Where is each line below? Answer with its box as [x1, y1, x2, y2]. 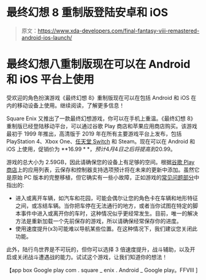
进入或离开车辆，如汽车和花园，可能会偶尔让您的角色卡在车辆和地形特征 [15, 194, 198, 202]
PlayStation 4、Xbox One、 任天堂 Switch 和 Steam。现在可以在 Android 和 [6, 137, 195, 145]
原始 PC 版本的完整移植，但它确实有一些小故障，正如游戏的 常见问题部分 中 [11, 173, 200, 181]
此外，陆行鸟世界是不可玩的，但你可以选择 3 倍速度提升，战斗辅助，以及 [6, 246, 190, 253]
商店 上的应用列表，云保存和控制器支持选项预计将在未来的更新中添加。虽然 [6, 166, 194, 173]
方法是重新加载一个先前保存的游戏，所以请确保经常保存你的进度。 [15, 217, 182, 224]
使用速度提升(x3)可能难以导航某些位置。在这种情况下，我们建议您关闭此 [15, 225, 198, 232]
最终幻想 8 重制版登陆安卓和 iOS [6, 6, 169, 20]
